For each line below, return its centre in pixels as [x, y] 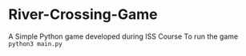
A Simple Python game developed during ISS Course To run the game [123, 36]
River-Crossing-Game [83, 15]
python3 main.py [35, 44]
